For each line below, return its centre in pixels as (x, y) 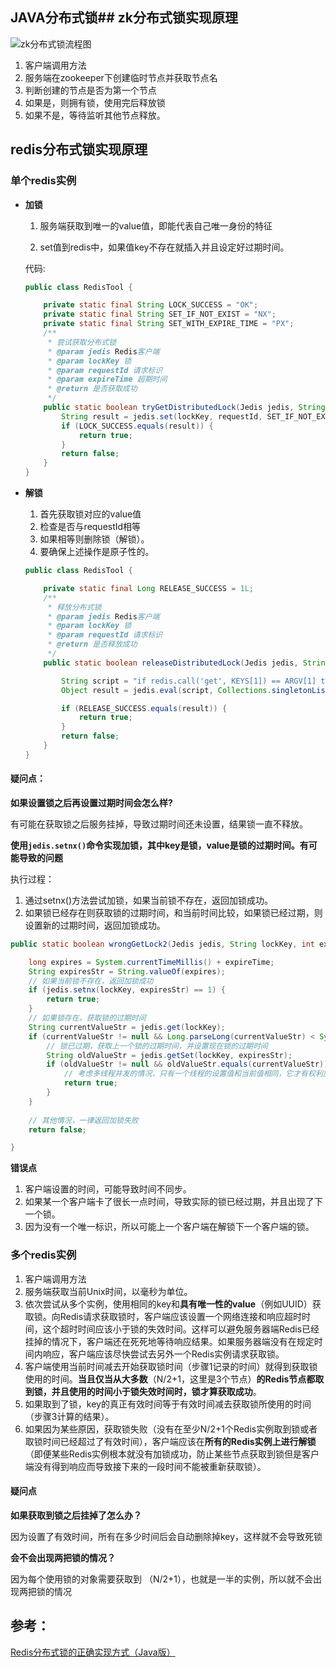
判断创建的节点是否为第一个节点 (90, 90)
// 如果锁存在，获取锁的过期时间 (87, 1018)
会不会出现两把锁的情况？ (63, 1557)
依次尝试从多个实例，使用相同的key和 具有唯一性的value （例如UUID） (168, 1304)
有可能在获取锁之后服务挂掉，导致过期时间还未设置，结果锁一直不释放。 (159, 824)
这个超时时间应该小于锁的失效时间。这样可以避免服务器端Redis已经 (181, 1329)
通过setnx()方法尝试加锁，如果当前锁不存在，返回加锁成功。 (149, 900)
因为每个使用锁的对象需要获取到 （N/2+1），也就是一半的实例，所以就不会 (162, 1579)
